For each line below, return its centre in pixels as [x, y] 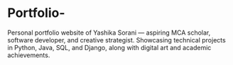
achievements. [29, 55]
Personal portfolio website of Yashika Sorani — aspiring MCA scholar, [109, 32]
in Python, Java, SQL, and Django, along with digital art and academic [109, 47]
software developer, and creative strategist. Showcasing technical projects [116, 40]
